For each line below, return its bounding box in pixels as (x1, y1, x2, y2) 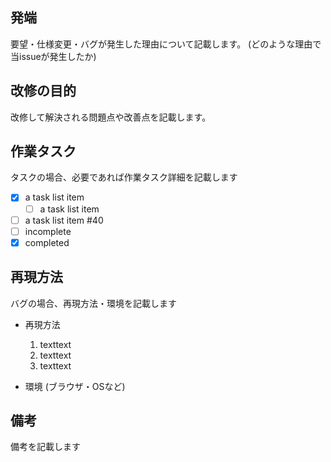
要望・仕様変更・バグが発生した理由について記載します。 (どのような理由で (10, 38, 322, 50)
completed (24, 236, 70, 248)
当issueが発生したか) (10, 50, 97, 62)
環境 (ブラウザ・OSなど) (24, 380, 126, 392)
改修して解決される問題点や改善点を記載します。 (10, 111, 212, 123)
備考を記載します (10, 441, 81, 453)
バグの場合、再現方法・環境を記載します (10, 297, 177, 309)
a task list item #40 (24, 214, 104, 226)
